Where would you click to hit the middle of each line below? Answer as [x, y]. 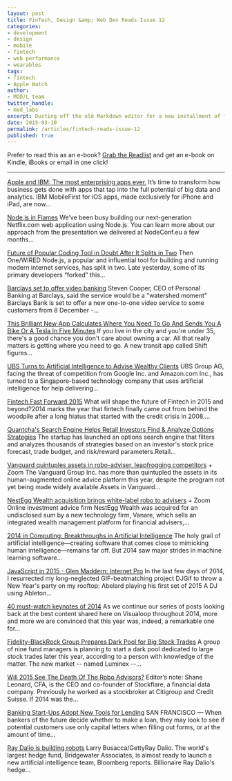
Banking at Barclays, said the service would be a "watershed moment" [107, 296]
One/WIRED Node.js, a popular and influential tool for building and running [113, 260]
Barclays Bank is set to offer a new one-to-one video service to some [106, 303]
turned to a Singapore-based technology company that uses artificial [105, 381]
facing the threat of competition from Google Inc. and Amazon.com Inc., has [115, 374]
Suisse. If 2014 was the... [43, 699]
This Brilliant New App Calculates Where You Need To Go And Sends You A [114, 324]
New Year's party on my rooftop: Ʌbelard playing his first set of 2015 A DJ [113, 586]
